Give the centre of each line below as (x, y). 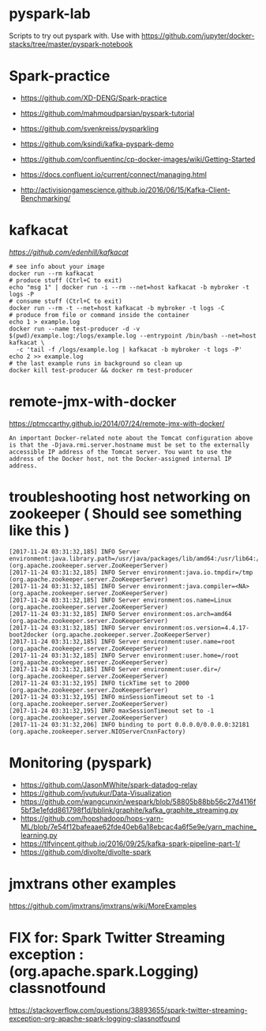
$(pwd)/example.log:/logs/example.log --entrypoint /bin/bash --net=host (133, 336)
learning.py (39, 835)
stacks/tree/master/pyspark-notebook (71, 43)
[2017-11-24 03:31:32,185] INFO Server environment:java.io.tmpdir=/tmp (131, 572)
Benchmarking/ (45, 198)
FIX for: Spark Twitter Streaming (117, 937)
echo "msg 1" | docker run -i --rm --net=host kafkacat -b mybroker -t (129, 287)
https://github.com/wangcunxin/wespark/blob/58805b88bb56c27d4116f (138, 801)
